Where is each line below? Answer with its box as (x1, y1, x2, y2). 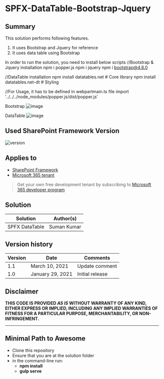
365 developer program (17, 186, 65, 193)
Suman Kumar (49, 223, 82, 230)
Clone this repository (12, 347, 55, 353)
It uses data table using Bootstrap (12, 50, 80, 56)
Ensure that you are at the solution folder (12, 352, 94, 359)
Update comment (77, 263, 117, 270)
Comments (83, 255, 111, 261)
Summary (5, 22, 36, 31)
